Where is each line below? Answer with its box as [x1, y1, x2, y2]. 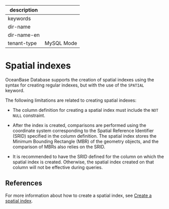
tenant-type [8, 40, 37, 47]
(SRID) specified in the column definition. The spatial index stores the [12, 133, 157, 139]
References [5, 179, 42, 188]
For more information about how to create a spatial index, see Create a [5, 192, 152, 198]
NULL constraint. [12, 112, 45, 118]
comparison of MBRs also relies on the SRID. [12, 144, 105, 150]
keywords [8, 15, 31, 22]
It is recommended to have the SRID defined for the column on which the [12, 153, 164, 159]
